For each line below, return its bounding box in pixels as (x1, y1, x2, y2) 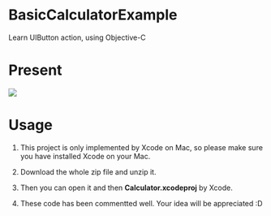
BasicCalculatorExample (8, 6, 178, 24)
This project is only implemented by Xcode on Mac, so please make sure (19, 142, 264, 152)
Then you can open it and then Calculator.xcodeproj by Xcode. (19, 183, 233, 192)
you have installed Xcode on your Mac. (19, 151, 151, 161)
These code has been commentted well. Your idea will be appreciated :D (19, 198, 263, 208)
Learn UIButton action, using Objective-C (8, 32, 146, 42)
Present (8, 61, 62, 80)
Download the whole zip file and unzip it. (19, 166, 157, 176)
